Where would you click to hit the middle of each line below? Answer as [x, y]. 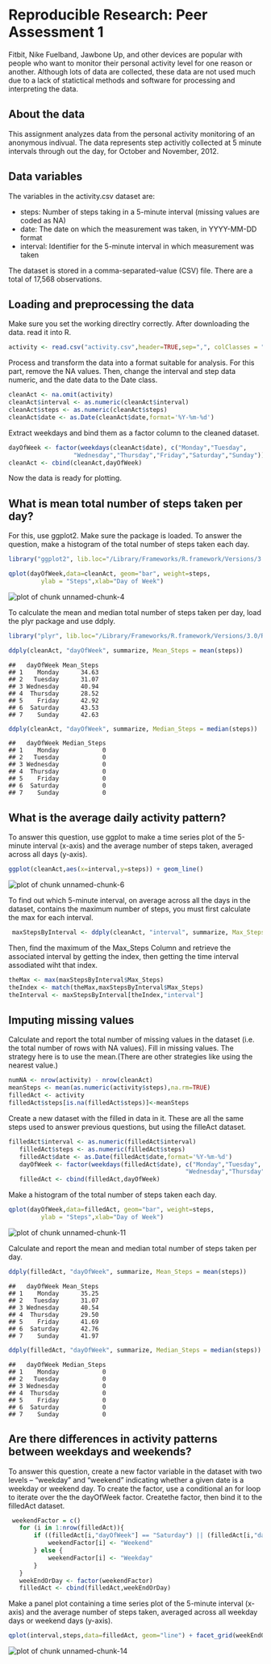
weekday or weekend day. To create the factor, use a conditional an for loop [135, 1488]
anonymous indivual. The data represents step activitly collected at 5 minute [135, 142]
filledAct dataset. [37, 1505]
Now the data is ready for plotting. [65, 478]
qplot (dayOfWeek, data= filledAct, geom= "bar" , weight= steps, [112, 1210]
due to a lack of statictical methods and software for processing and [122, 80]
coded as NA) [43, 220]
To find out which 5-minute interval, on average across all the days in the [129, 901]
